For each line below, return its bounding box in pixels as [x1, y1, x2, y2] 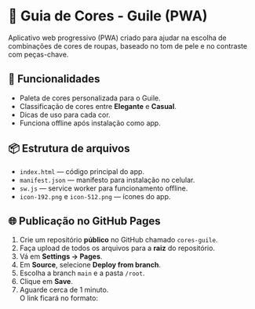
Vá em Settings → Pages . [19, 252, 103, 261]
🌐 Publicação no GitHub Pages [8, 214, 161, 227]
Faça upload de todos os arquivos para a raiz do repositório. [19, 243, 216, 253]
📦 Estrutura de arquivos [8, 142, 130, 155]
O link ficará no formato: [19, 293, 99, 303]
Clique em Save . [19, 277, 73, 286]
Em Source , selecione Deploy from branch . [19, 260, 161, 270]
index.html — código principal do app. [19, 166, 145, 176]
